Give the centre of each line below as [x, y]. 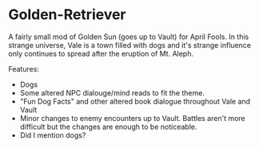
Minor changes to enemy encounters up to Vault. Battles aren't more [132, 118]
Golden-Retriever [67, 15]
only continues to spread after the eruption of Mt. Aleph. [101, 53]
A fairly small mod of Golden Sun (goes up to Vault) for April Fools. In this [129, 37]
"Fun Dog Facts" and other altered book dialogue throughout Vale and [135, 101]
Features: [24, 68]
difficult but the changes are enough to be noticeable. [108, 127]
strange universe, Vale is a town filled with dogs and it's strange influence [130, 45]
